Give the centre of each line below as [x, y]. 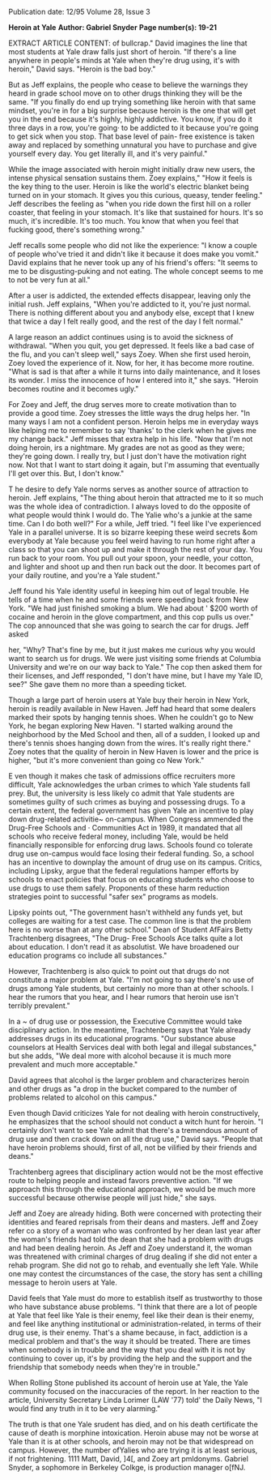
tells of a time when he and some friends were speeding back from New [129, 600]
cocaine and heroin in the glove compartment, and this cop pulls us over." [131, 617]
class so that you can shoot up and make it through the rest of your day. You [135, 549]
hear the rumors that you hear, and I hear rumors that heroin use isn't [123, 997]
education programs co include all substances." [88, 955]
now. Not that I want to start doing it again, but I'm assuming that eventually [134, 465]
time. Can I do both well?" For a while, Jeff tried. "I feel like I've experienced [135, 523]
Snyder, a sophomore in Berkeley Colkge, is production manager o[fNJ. [127, 1467]
